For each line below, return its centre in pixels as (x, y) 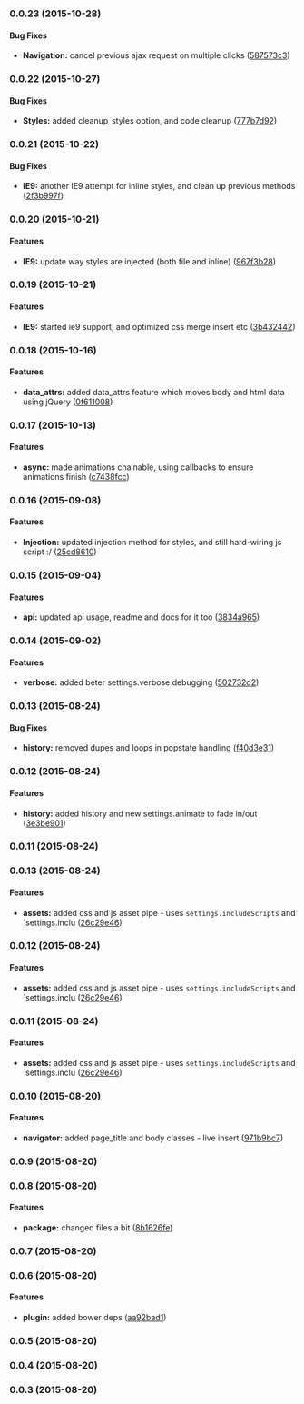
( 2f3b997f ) (43, 196)
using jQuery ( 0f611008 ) (68, 402)
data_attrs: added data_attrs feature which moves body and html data (153, 392)
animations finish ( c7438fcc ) (76, 476)
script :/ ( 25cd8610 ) (59, 552)
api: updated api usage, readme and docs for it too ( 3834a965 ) (141, 617)
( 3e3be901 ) (44, 823)
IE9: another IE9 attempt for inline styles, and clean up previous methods (159, 186)
